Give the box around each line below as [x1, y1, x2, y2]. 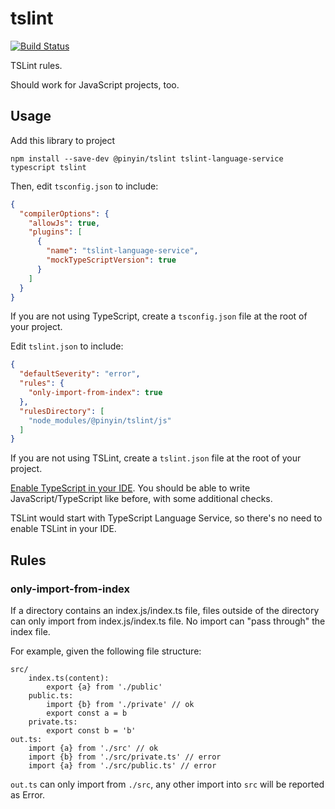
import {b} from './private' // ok [46, 699, 195, 709]
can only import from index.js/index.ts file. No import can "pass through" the [10, 615, 326, 627]
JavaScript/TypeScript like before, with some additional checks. [10, 493, 273, 505]
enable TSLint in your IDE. [10, 523, 117, 535]
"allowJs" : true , [28, 218, 101, 228]
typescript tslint [10, 162, 87, 172]
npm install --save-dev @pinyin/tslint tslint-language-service [10, 153, 284, 164]
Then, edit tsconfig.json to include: [10, 180, 159, 192]
